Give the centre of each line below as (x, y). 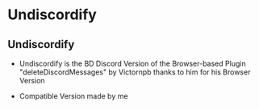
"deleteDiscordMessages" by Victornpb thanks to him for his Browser (135, 72)
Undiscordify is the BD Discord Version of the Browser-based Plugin (133, 63)
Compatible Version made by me (73, 96)
